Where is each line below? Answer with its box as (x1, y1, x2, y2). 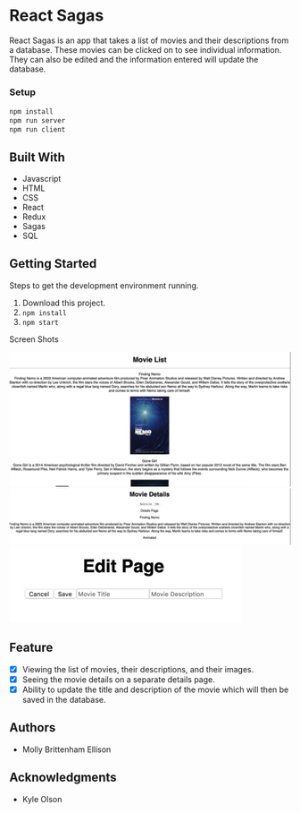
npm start (21, 318, 60, 327)
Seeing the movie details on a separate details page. (21, 673, 216, 685)
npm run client (9, 125, 66, 134)
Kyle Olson (21, 793, 62, 804)
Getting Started (9, 256, 97, 271)
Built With (9, 150, 65, 165)
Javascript (21, 174, 62, 184)
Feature (9, 640, 54, 655)
